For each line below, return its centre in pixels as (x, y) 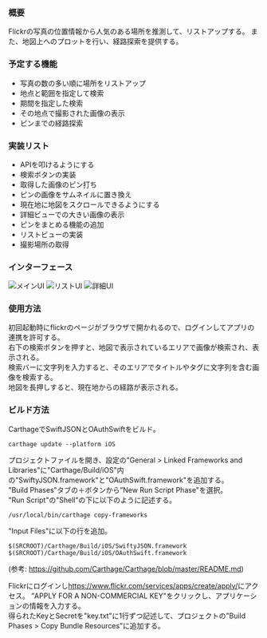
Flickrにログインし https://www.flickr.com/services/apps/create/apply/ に (127, 585)
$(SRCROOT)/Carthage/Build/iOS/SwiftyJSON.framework (98, 546)
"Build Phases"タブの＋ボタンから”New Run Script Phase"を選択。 (118, 489)
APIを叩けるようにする (57, 164)
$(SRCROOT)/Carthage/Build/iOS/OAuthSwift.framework (98, 553)
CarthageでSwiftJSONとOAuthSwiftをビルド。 (84, 429)
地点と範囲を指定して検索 (62, 93)
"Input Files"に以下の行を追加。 (60, 531)
